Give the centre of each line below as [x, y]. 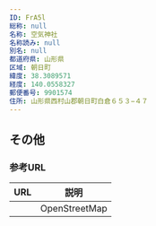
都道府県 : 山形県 [37, 59]
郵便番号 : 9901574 [41, 92]
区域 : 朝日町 [30, 68]
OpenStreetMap [74, 209]
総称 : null [28, 26]
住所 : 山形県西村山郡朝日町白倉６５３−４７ [79, 101]
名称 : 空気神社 [34, 34]
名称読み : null [35, 43]
